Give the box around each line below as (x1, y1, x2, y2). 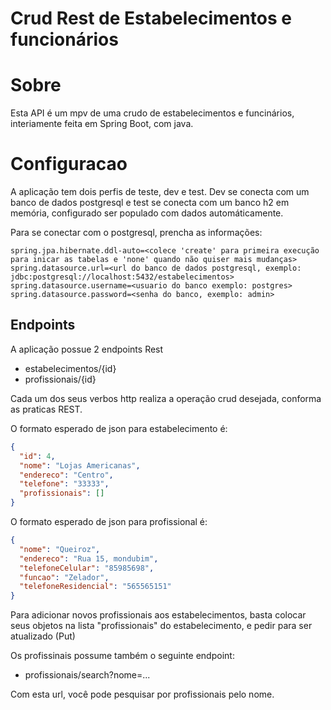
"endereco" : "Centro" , (19, 470, 114, 480)
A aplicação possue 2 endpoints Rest (10, 343, 164, 355)
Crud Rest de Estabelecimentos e (10, 7, 292, 30)
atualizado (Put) (10, 630, 76, 642)
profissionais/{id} (24, 373, 97, 385)
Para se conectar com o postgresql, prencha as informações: (10, 227, 263, 239)
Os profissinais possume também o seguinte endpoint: (10, 650, 235, 662)
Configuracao (10, 153, 128, 176)
